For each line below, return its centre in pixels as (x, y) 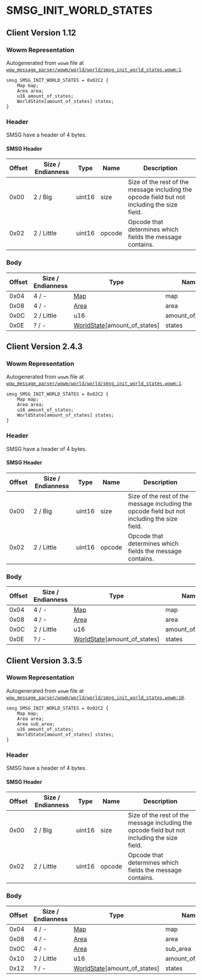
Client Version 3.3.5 (44, 661)
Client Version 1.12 (41, 33)
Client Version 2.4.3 (44, 347)
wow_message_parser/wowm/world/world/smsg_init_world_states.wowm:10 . (96, 697)
